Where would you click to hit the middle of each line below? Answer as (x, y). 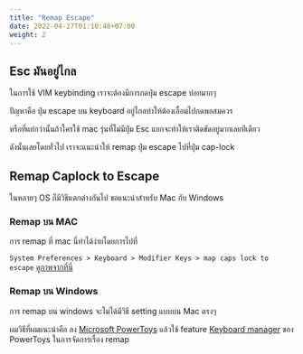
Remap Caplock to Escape (85, 176)
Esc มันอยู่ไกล (43, 71)
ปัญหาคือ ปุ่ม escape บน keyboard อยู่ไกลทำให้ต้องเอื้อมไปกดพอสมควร (121, 111)
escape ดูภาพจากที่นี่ (42, 267)
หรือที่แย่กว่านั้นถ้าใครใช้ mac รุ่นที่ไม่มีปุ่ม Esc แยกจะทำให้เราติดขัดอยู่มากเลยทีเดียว (135, 129)
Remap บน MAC (44, 221)
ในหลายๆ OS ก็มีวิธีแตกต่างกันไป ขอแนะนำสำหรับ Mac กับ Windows (117, 198)
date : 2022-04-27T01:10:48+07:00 (72, 26)
